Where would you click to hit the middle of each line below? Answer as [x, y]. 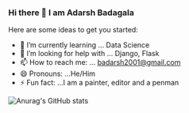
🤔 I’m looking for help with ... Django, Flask [89, 54]
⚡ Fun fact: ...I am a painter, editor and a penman [99, 83]
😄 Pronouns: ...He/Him [58, 73]
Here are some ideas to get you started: [73, 30]
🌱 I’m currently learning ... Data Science [85, 45]
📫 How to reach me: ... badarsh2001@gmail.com [100, 62]
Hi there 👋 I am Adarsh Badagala [71, 13]
